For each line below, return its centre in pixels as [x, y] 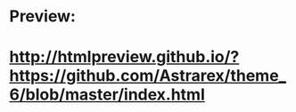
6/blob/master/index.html [107, 95]
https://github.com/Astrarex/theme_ [148, 76]
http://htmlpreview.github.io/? [124, 57]
